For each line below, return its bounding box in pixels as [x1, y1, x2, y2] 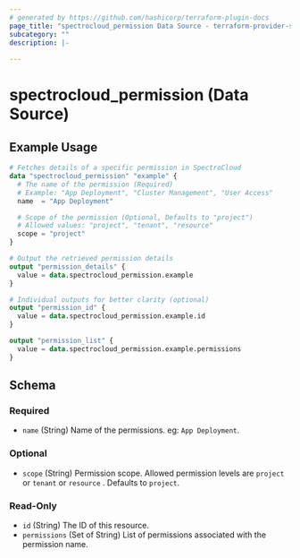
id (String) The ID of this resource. [21, 519, 150, 530]
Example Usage [9, 140, 98, 155]
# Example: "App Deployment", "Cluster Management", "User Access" [17, 188, 274, 197]
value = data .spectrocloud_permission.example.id [17, 312, 205, 321]
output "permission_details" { [9, 262, 126, 271]
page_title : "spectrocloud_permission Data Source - [9, 21, 210, 30]
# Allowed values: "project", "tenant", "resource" [17, 221, 214, 230]
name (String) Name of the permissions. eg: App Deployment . [21, 425, 240, 435]
